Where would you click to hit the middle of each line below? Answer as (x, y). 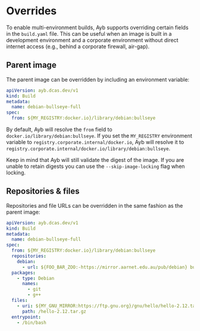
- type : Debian (36, 278)
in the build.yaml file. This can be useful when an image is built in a (89, 33)
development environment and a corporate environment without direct (92, 40)
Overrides (32, 11)
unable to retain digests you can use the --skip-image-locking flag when (96, 166)
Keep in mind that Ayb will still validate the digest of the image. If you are (95, 160)
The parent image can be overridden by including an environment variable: (98, 79)
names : (30, 284)
